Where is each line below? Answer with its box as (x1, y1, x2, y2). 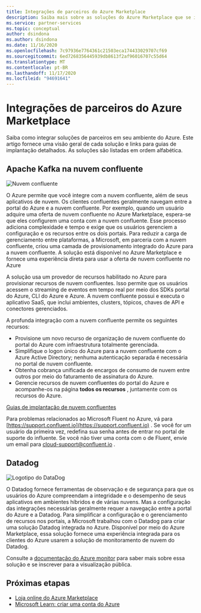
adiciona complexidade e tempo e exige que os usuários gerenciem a (6, 223, 178, 231)
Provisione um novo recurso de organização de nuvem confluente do (14, 334, 185, 342)
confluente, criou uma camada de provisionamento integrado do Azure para (6, 242, 193, 249)
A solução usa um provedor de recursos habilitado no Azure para (6, 273, 167, 280)
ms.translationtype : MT (6, 59, 66, 65)
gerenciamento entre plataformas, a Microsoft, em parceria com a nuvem (6, 236, 187, 243)
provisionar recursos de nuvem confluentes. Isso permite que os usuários (6, 279, 188, 286)
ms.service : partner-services (6, 20, 82, 26)
